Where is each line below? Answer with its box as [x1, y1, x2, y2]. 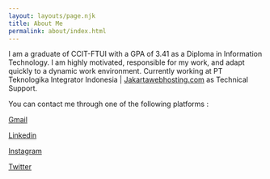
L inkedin [8, 130, 37, 140]
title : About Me [8, 19, 63, 28]
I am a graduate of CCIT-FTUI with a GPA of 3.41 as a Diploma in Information [8, 49, 263, 59]
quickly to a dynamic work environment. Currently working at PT [8, 66, 223, 76]
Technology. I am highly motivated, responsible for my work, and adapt [8, 58, 245, 67]
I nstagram [8, 147, 42, 156]
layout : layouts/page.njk [8, 11, 95, 20]
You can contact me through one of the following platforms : [8, 99, 209, 109]
